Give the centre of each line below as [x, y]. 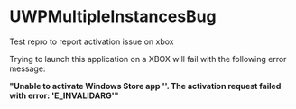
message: [28, 68]
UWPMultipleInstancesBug [113, 17]
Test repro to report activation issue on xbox [92, 41]
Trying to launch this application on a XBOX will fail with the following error [148, 59]
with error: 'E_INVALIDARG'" [64, 95]
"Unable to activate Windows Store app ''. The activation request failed [145, 86]
